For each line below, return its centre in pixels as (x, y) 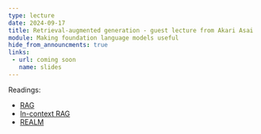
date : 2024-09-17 (37, 23)
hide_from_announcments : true (58, 45)
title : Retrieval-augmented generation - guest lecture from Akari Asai (131, 30)
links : (19, 52)
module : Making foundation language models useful (94, 38)
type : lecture (32, 15)
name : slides (40, 67)
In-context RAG (45, 113)
